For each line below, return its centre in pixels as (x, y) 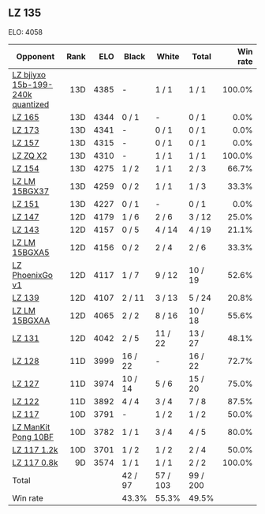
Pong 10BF (33, 437)
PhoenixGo (33, 275)
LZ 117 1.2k (35, 449)
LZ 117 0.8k (35, 463)
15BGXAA (31, 321)
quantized (31, 104)
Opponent (35, 56)
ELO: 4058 (26, 32)
